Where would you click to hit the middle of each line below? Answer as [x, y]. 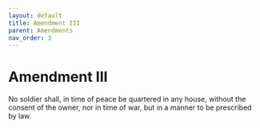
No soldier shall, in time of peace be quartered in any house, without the [127, 99]
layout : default [35, 16]
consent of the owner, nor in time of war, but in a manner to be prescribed [130, 107]
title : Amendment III [44, 23]
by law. [20, 116]
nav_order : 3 [30, 38]
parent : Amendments [41, 30]
